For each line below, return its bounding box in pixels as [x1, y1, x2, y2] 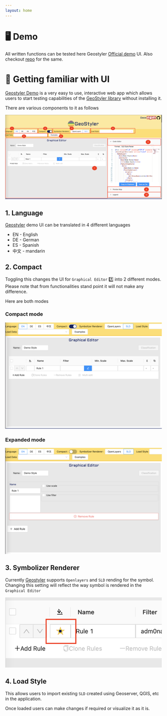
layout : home [5, 8, 32, 13]
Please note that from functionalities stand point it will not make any [5, 284, 144, 289]
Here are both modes [5, 298, 49, 304]
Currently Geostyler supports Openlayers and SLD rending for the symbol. [5, 576, 154, 583]
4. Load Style [5, 677, 47, 686]
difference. [5, 288, 28, 295]
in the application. [5, 696, 42, 702]
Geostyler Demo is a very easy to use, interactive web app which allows [5, 90, 153, 96]
